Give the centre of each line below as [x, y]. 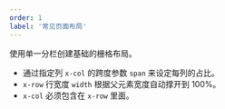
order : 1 [26, 18]
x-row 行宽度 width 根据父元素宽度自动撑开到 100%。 [122, 84]
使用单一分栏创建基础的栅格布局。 [73, 53]
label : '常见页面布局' [48, 26]
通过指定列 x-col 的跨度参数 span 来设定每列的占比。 [121, 73]
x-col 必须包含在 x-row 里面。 [78, 95]
